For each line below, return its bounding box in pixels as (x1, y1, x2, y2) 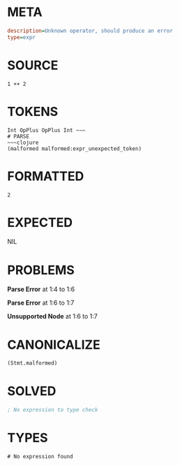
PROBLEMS (7, 262, 75, 278)
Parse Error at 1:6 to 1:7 (7, 298, 75, 307)
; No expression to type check (7, 407, 98, 414)
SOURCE (7, 57, 59, 73)
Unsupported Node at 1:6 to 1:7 (7, 312, 98, 321)
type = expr (7, 34, 36, 41)
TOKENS (7, 103, 59, 119)
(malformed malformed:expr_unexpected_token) (7, 145, 142, 152)
